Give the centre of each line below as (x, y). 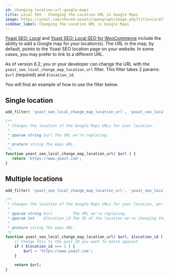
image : (12, 19)
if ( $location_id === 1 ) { (45, 247)
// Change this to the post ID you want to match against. (77, 242)
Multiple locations (34, 179)
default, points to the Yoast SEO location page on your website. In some (80, 49)
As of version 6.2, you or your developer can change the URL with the (77, 64)
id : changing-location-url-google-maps (47, 10)
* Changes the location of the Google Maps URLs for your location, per (85, 204)
